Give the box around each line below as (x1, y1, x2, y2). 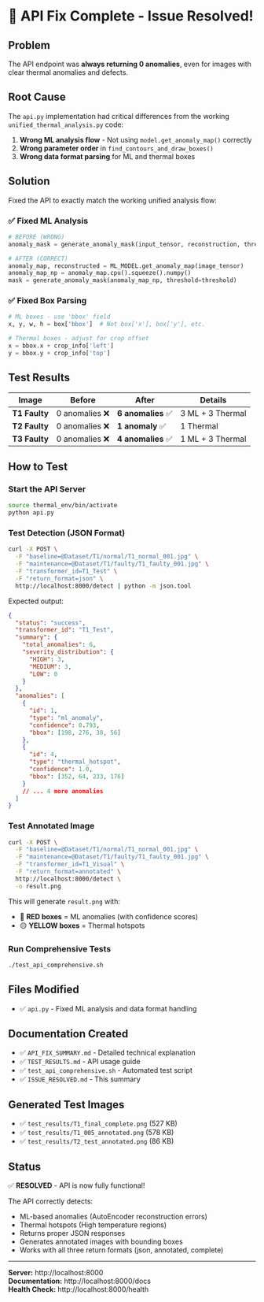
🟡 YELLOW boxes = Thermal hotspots (19, 921, 145, 930)
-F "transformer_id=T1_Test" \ (15, 567, 118, 576)
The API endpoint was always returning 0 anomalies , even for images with (8, 59, 251, 69)
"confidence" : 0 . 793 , (28, 721, 101, 729)
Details (200, 394, 227, 405)
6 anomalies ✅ (116, 407, 173, 418)
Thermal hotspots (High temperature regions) (19, 1220, 167, 1230)
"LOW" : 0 (28, 670, 58, 678)
